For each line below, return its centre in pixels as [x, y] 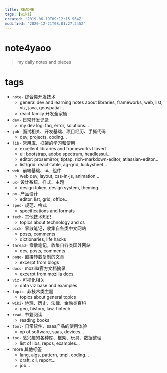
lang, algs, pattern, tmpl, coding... [54, 355]
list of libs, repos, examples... [50, 343]
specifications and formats [47, 211]
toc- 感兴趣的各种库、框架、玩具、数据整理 [57, 338]
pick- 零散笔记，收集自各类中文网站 [49, 228]
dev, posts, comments [43, 251]
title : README [20, 10]
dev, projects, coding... [43, 137]
